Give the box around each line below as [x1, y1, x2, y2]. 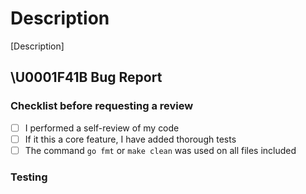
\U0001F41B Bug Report [10, 69, 163, 86]
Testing [10, 170, 48, 184]
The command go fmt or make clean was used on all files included [24, 144, 297, 156]
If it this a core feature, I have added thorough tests [24, 133, 237, 145]
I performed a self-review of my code [24, 122, 180, 134]
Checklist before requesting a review [10, 99, 194, 113]
